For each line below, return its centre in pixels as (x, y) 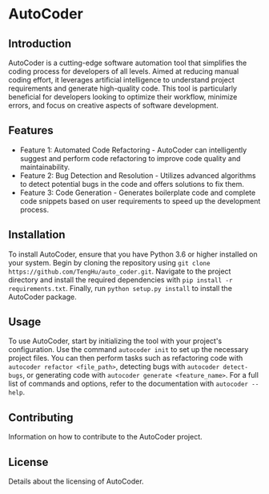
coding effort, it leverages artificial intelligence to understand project (121, 80)
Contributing (41, 417)
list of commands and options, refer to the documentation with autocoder (128, 384)
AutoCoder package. (43, 297)
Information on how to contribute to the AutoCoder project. (105, 437)
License (28, 462)
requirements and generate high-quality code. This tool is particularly (123, 88)
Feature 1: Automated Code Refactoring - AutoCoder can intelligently (133, 150)
